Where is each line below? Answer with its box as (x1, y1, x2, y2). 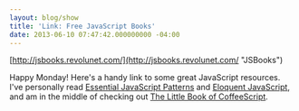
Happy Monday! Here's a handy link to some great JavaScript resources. (9, 72, 281, 83)
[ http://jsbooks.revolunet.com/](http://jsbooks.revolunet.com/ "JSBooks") (9, 55, 284, 66)
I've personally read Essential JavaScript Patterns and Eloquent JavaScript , (9, 82, 290, 93)
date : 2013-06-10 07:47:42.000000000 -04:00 (9, 30, 180, 39)
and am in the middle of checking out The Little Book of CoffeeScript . (9, 91, 269, 102)
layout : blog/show (9, 13, 79, 23)
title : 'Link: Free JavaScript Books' (9, 22, 156, 31)
